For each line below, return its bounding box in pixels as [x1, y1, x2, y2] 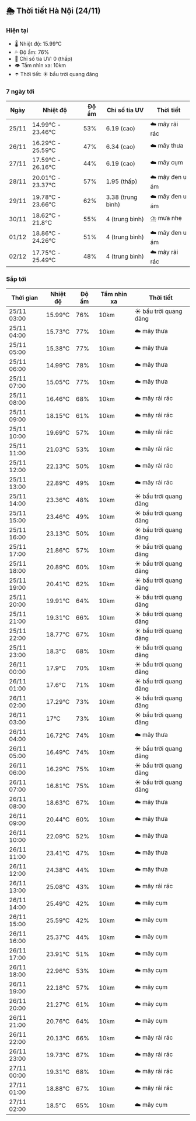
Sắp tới [6, 275, 26, 283]
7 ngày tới [6, 87, 35, 95]
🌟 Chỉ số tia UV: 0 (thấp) [14, 55, 73, 62]
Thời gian [11, 294, 38, 302]
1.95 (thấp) [106, 177, 138, 185]
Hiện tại [6, 26, 29, 35]
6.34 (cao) [106, 142, 136, 150]
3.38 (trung [106, 193, 138, 201]
